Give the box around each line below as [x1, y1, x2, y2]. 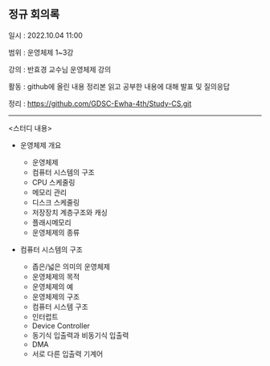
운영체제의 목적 [31, 271, 80, 281]
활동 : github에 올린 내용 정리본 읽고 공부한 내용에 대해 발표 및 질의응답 [8, 81, 231, 91]
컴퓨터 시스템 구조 [31, 302, 88, 311]
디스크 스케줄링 [31, 197, 80, 207]
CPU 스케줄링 [31, 177, 76, 187]
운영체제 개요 [19, 140, 62, 150]
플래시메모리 [31, 218, 72, 227]
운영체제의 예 [31, 282, 74, 291]
